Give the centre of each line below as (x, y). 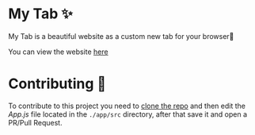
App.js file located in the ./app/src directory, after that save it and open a (128, 114)
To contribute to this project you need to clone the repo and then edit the (127, 106)
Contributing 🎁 (57, 84)
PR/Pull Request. (35, 122)
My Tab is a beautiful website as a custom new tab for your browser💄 (121, 36)
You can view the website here (58, 52)
